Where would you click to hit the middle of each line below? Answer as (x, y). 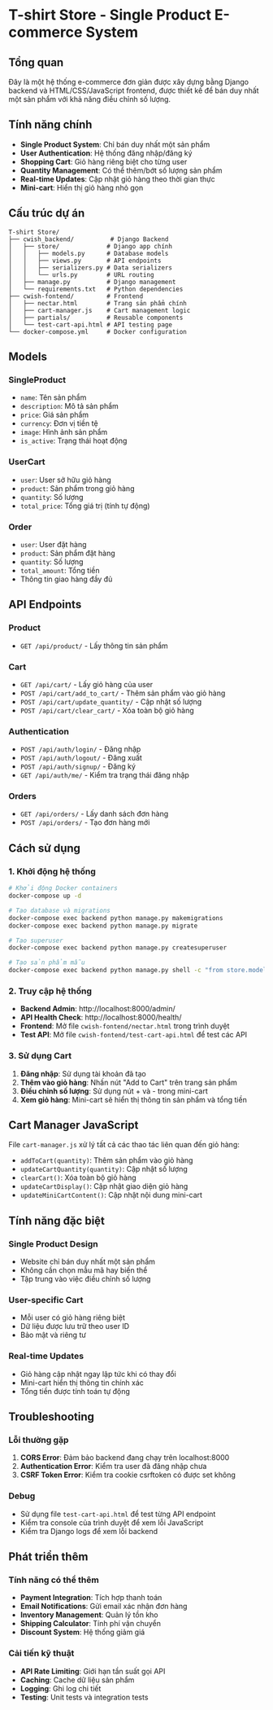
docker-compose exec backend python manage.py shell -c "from (116, 971)
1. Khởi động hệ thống (52, 871)
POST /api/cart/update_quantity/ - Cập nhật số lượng (111, 701)
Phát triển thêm (48, 1557)
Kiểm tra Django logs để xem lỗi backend (89, 1531)
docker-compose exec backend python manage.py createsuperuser (118, 948)
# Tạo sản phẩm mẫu (47, 962)
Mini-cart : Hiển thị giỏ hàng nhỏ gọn (82, 187)
